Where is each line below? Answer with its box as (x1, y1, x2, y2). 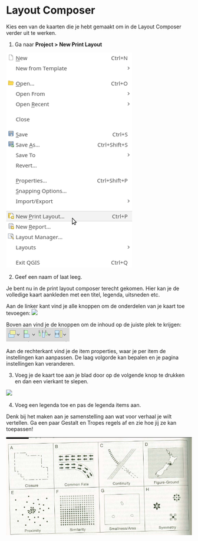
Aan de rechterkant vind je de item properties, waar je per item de (6, 347, 166, 354)
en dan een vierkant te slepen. (14, 377, 89, 384)
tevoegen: (6, 309, 31, 317)
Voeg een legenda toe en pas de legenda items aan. (14, 401, 141, 408)
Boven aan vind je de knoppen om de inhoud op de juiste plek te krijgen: (6, 321, 181, 328)
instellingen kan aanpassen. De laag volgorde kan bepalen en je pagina (6, 354, 179, 361)
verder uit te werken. (6, 29, 57, 36)
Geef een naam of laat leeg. (14, 273, 82, 281)
